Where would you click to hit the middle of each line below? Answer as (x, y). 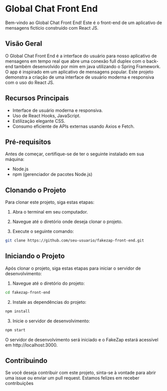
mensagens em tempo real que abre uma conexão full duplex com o (75, 61)
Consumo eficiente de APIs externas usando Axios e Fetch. (73, 126)
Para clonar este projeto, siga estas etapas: (50, 202)
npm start (15, 330)
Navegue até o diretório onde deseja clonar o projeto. (67, 222)
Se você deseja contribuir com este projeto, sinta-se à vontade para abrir (81, 373)
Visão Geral (24, 44)
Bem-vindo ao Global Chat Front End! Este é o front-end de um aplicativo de (84, 23)
